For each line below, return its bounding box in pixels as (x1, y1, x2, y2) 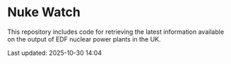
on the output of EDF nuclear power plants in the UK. (7, 34, 161, 43)
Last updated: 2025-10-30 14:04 (7, 49, 102, 57)
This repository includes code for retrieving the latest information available (7, 27, 225, 36)
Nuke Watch (7, 4, 81, 20)
